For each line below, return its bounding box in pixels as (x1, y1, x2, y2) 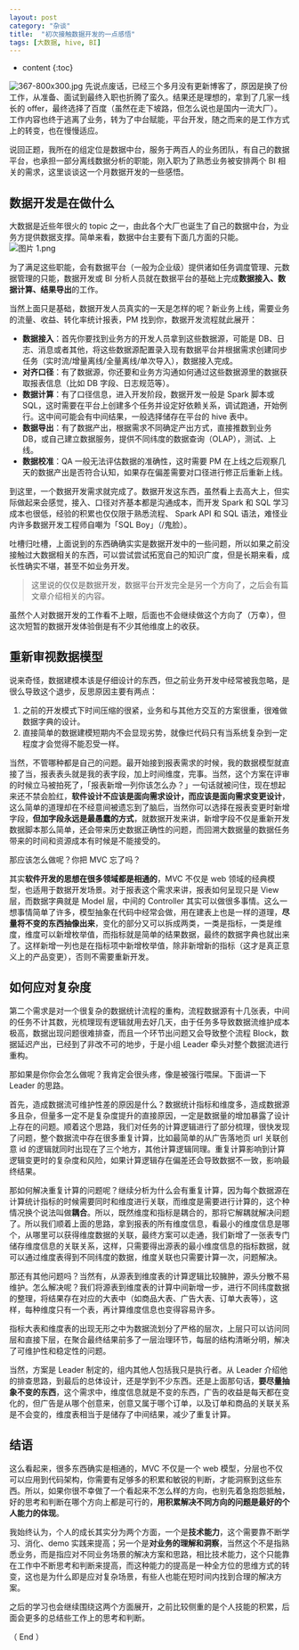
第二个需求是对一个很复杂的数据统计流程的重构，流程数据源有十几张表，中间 (9, 1005, 290, 1016)
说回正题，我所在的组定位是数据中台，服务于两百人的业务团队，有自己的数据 (9, 144, 290, 155)
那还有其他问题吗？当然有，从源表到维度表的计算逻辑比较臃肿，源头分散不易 (9, 1270, 290, 1281)
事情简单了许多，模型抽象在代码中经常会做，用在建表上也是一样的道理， (16, 906, 282, 917)
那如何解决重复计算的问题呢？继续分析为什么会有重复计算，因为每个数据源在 (9, 1184, 290, 1195)
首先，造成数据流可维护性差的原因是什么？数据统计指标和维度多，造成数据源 (9, 1099, 290, 1110)
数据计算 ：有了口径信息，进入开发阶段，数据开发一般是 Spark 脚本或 (21, 389, 275, 400)
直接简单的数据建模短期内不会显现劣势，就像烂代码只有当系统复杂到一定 (21, 727, 287, 738)
